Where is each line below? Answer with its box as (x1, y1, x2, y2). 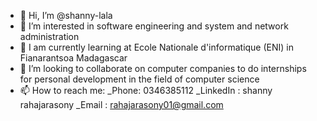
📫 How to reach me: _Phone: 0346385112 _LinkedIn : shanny (19, 85, 273, 96)
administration (19, 31, 80, 42)
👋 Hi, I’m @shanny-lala (19, 10, 113, 21)
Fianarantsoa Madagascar (19, 52, 128, 64)
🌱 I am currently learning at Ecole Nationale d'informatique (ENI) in (19, 41, 295, 53)
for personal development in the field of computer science (19, 73, 260, 85)
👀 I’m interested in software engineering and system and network (19, 20, 289, 32)
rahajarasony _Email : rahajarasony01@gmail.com (19, 99, 224, 110)
